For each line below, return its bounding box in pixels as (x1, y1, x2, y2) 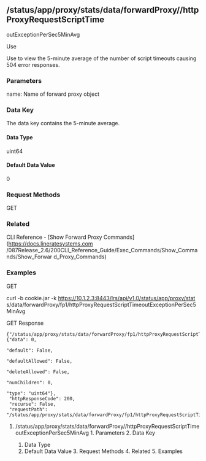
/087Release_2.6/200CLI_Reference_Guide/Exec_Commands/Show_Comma (6, 247, 198, 254)
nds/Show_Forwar (6, 253, 53, 260)
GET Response (6, 319, 44, 327)
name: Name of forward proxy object (6, 90, 100, 98)
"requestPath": (9, 406, 48, 413)
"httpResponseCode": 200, (9, 395, 75, 401)
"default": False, (6, 347, 53, 354)
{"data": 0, (6, 336, 37, 343)
